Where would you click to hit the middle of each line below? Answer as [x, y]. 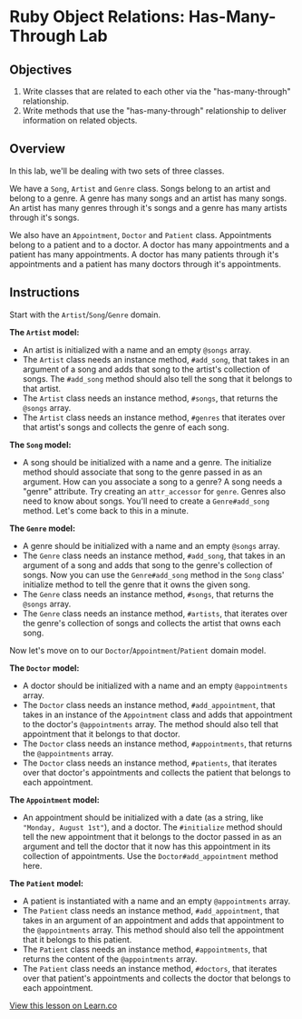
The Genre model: [42, 528]
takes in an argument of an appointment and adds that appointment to [153, 920]
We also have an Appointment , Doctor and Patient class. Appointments [141, 235]
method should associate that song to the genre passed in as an [142, 472]
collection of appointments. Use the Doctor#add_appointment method [150, 855]
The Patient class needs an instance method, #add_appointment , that [151, 910]
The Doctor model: [44, 668]
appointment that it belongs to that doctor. [101, 734]
